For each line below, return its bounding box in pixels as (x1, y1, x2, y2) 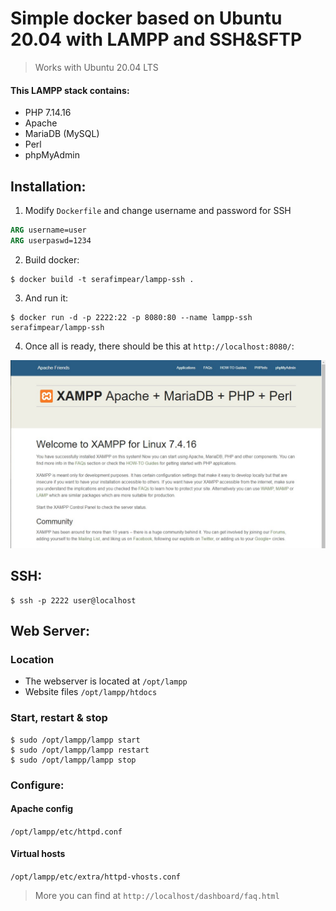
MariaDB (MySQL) (24, 128, 100, 140)
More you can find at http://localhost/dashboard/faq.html (34, 890, 280, 902)
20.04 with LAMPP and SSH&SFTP (10, 28, 303, 51)
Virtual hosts (10, 848, 66, 860)
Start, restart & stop (10, 711, 108, 725)
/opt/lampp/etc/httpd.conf (10, 827, 123, 837)
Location (10, 653, 55, 667)
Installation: (10, 178, 87, 195)
